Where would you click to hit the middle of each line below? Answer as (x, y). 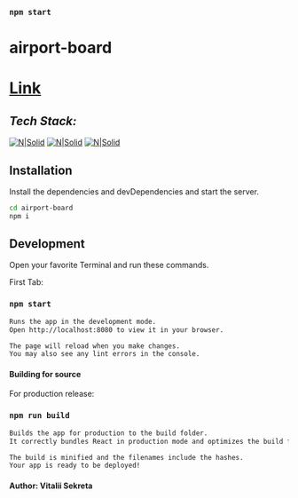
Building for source (45, 374)
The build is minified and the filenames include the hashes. (126, 457)
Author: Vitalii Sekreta (51, 486)
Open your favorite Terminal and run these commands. (109, 265)
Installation (41, 170)
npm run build (39, 416)
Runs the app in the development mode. (83, 321)
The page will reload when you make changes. (94, 346)
